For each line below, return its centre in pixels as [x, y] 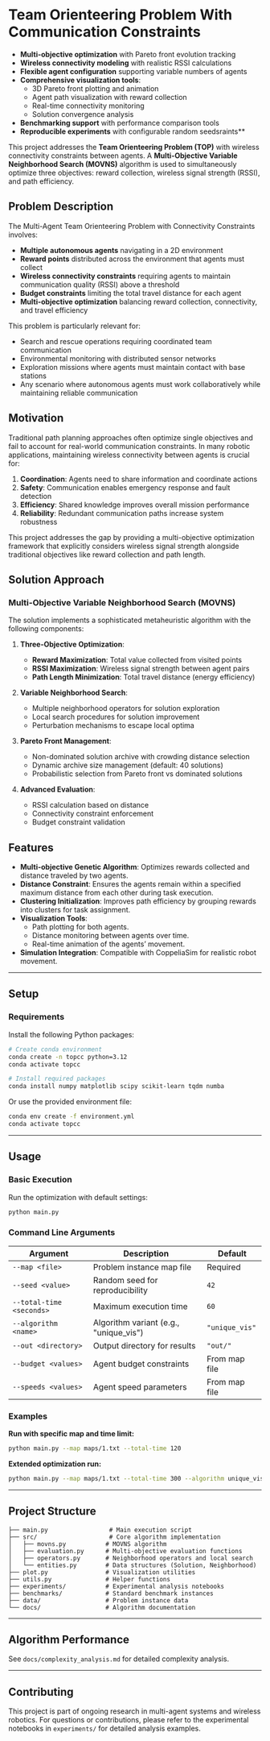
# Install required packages [57, 1079]
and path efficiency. [41, 181]
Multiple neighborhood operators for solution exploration [126, 708]
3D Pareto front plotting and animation [95, 88]
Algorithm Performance [69, 1639]
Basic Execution [40, 1180]
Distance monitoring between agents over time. [110, 936]
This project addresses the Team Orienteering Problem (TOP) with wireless [134, 147]
